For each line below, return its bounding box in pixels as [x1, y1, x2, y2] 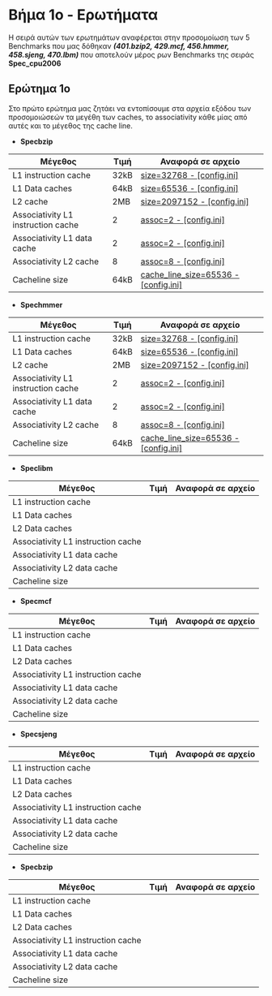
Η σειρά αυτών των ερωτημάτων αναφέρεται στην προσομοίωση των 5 [8, 32, 250, 42]
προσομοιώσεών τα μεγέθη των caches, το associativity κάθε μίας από [8, 112, 248, 122]
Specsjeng [19, 729, 57, 739]
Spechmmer [19, 300, 63, 309]
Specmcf [19, 596, 52, 606]
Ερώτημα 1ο [8, 82, 71, 96]
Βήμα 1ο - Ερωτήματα [8, 6, 159, 24]
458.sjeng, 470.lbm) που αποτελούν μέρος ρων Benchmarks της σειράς [8, 50, 255, 59]
